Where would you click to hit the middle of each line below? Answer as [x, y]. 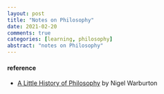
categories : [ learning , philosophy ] [60, 39]
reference [22, 68]
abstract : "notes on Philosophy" [55, 46]
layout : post [26, 13]
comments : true [29, 33]
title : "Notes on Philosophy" [51, 20]
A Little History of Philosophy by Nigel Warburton [87, 83]
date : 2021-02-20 [32, 26]
